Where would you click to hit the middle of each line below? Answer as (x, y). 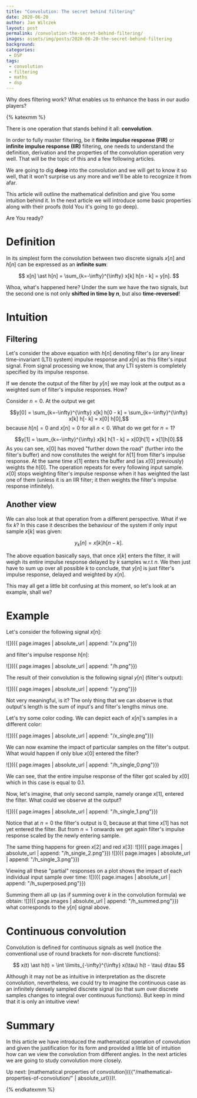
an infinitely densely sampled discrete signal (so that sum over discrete (92, 989)
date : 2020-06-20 (27, 17)
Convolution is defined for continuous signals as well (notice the (84, 947)
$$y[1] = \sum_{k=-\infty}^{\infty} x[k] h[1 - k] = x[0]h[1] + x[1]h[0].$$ (99, 439)
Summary (30, 1025)
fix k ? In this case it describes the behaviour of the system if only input (92, 525)
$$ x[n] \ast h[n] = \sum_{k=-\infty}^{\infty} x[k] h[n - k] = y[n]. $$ (99, 276)
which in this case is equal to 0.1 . (46, 783)
